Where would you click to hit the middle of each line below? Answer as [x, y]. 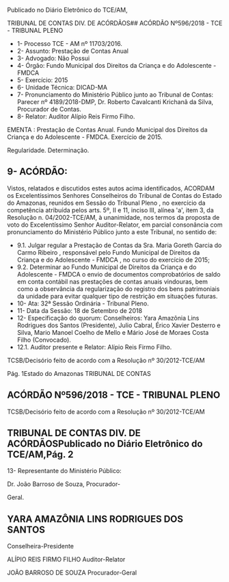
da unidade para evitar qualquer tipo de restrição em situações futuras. [117, 296]
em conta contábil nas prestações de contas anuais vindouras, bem [112, 281]
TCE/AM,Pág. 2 [40, 455]
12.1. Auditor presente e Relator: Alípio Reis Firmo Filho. [94, 347]
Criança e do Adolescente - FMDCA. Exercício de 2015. [85, 137]
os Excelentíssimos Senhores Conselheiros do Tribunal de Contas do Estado [114, 195]
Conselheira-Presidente [40, 546]
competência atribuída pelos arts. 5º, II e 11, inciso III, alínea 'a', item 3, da [110, 210]
